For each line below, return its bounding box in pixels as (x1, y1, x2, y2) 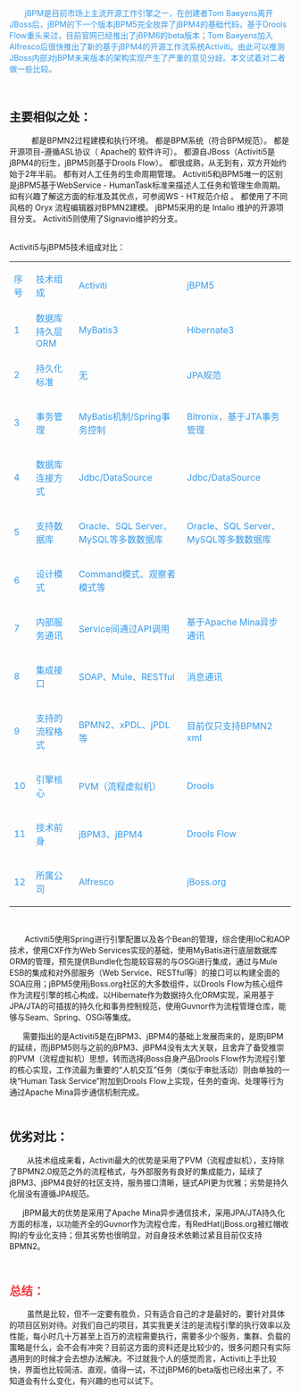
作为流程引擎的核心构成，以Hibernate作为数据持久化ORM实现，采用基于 (9, 989, 275, 1000)
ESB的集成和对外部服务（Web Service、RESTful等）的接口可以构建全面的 (9, 967, 280, 978)
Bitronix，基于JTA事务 (187, 410, 280, 423)
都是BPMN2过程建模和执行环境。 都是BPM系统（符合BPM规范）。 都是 (30, 135, 290, 146)
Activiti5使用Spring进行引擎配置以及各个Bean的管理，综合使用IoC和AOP (24, 933, 290, 945)
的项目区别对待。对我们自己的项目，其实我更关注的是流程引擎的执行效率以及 (9, 1320, 291, 1331)
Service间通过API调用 (79, 622, 170, 634)
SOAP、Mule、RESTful (79, 670, 176, 683)
